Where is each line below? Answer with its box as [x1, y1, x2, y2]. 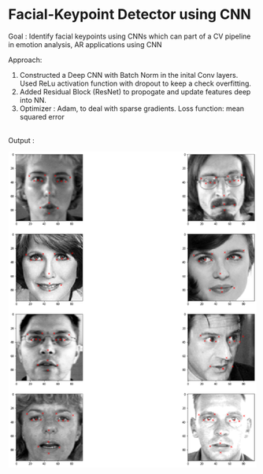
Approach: [8, 55, 43, 64]
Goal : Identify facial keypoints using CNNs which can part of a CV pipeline [8, 31, 251, 41]
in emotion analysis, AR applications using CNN [8, 39, 162, 49]
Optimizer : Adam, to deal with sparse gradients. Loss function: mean [19, 104, 245, 113]
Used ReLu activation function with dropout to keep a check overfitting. [19, 79, 252, 88]
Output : [8, 135, 35, 145]
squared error [19, 112, 65, 121]
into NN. [19, 95, 47, 105]
